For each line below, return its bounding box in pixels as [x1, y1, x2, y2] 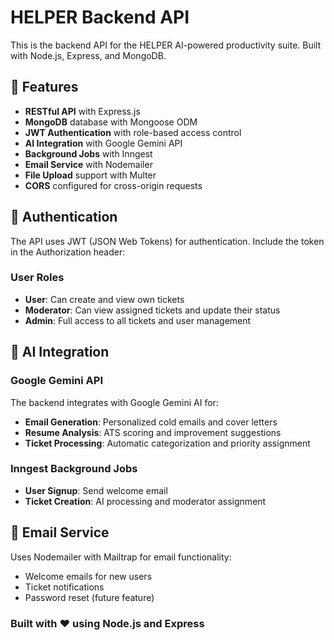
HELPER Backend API [10, 6, 190, 29]
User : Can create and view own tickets [24, 293, 185, 305]
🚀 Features [10, 79, 79, 96]
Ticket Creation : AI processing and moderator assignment [24, 495, 267, 507]
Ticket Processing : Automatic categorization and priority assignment [24, 437, 311, 449]
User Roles [10, 271, 65, 285]
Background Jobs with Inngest [24, 147, 153, 160]
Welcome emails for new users [24, 570, 153, 582]
